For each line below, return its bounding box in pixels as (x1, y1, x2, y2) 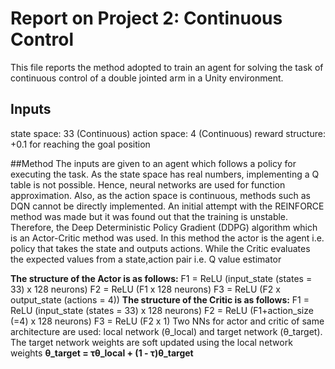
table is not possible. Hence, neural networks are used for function (10, 178, 286, 191)
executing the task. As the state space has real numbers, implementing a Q (10, 168, 320, 180)
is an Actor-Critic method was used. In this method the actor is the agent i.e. (10, 232, 325, 244)
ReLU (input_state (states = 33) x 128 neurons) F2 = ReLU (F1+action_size (10, 304, 314, 316)
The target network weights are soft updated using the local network (10, 336, 293, 348)
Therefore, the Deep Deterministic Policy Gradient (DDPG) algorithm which (10, 221, 318, 233)
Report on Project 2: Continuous (10, 7, 283, 30)
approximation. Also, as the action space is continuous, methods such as (10, 189, 311, 201)
